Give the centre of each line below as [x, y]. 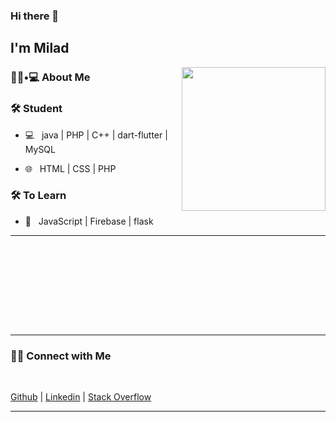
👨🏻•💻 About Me [50, 77]
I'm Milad [40, 48]
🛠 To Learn [38, 196]
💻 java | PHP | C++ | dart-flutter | [96, 135]
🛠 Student [36, 109]
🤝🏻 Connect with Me [61, 356]
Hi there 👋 [35, 16]
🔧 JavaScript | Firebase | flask [89, 221]
